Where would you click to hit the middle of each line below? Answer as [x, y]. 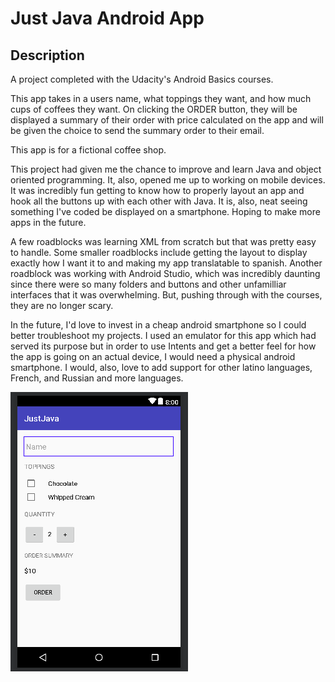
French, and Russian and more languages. [97, 378]
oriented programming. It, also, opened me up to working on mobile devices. [168, 180]
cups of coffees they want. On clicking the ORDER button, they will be [154, 109]
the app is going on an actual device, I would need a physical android [153, 356]
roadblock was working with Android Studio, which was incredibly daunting [165, 273]
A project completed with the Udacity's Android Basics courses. [142, 79]
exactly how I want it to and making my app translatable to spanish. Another [166, 263]
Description [47, 55]
